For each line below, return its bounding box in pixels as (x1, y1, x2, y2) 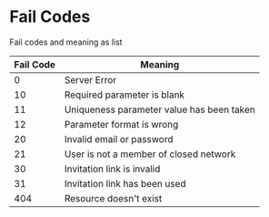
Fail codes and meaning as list (9, 36, 123, 47)
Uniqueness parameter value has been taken (64, 103, 256, 116)
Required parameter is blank (64, 88, 184, 101)
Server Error (64, 73, 117, 86)
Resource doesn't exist (64, 191, 163, 204)
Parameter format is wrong (64, 118, 179, 130)
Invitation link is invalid (64, 162, 161, 175)
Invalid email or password (64, 132, 174, 145)
